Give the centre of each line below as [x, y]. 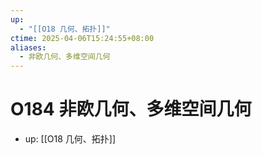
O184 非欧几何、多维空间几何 [131, 109]
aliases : [28, 47]
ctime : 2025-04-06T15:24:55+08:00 [82, 38]
